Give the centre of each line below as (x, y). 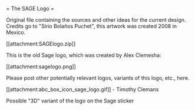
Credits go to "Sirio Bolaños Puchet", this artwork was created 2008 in (92, 26)
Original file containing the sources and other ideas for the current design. (96, 20)
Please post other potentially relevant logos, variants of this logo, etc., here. (98, 78)
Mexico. (16, 32)
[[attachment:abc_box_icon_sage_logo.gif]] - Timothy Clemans (82, 89)
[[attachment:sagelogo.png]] (41, 66)
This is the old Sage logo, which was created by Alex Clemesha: (84, 55)
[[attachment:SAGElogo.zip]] (41, 44)
